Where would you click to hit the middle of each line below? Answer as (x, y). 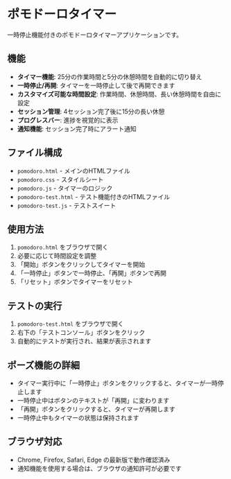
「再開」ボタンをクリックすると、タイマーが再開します (96, 409)
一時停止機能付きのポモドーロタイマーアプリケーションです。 (95, 35)
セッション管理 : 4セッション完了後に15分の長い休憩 (91, 111)
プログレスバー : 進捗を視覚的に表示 (68, 120)
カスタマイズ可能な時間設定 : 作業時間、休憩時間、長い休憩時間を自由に (119, 94)
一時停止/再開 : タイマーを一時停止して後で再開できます (96, 85)
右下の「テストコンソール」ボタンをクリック (81, 333)
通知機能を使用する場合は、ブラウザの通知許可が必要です (99, 468)
